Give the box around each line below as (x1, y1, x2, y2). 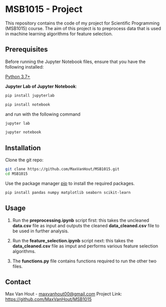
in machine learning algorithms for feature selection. (5, 31, 113, 37)
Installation (5, 144, 41, 152)
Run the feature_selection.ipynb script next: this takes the (12, 237, 133, 243)
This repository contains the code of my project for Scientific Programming (5, 20, 160, 26)
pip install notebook (5, 102, 50, 107)
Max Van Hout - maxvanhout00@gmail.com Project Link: (5, 291, 122, 297)
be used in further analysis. (12, 228, 69, 234)
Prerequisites (5, 45, 48, 54)
